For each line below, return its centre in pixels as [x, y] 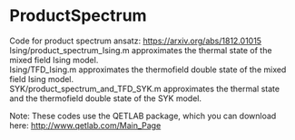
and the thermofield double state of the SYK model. [106, 98]
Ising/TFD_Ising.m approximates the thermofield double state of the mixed [148, 70]
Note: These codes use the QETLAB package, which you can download [143, 116]
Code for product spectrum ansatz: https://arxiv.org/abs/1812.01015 [135, 41]
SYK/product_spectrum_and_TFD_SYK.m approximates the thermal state [144, 89]
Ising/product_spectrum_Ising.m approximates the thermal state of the [141, 50]
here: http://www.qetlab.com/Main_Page [85, 125]
